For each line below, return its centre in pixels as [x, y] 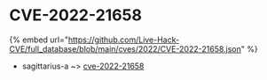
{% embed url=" [39, 40]
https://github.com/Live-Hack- [124, 40]
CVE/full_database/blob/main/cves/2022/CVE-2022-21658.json [126, 48]
